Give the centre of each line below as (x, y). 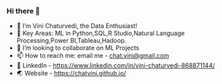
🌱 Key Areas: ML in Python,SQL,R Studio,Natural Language (101, 33)
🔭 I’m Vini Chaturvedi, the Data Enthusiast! (77, 26)
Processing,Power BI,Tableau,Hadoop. (71, 41)
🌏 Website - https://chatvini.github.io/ (71, 73)
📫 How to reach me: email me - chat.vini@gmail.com (93, 56)
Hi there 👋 (24, 11)
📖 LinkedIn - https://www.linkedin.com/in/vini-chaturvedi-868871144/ (116, 65)
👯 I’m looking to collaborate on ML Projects (78, 48)
